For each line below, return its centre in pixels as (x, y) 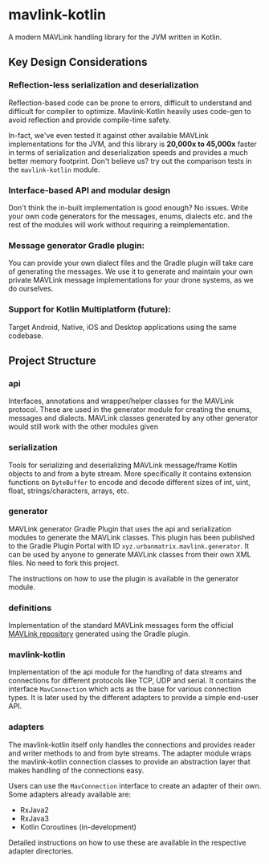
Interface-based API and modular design (90, 190)
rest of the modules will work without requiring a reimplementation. (119, 224)
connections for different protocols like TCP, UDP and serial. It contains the (132, 681)
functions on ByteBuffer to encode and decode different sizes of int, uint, (130, 482)
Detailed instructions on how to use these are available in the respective (127, 842)
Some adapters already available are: (69, 794)
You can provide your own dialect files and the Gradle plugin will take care (131, 263)
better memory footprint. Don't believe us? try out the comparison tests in (130, 161)
